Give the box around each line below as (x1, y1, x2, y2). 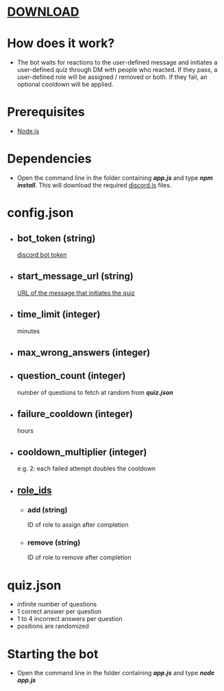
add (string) (27, 505, 68, 514)
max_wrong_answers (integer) (16, 347, 151, 359)
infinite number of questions (16, 600, 97, 609)
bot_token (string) (16, 232, 96, 244)
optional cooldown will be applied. (16, 80, 114, 89)
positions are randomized (16, 622, 89, 631)
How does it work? (7, 36, 115, 52)
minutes (16, 327, 40, 335)
